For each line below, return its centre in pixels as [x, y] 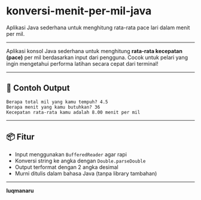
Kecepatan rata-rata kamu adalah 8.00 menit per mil [73, 112]
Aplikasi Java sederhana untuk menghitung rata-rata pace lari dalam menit [98, 27]
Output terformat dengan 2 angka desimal [66, 167]
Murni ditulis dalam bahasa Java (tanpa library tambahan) [86, 173]
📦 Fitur [20, 137]
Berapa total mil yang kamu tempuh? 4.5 [57, 102]
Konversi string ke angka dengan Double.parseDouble [80, 161]
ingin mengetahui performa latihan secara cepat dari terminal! [82, 63]
